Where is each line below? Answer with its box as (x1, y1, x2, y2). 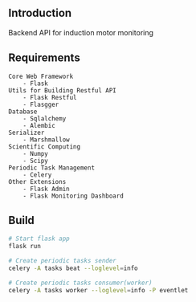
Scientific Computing (8, 142, 81, 151)
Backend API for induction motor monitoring (8, 27, 154, 37)
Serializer (8, 129, 45, 137)
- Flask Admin (22, 185, 70, 193)
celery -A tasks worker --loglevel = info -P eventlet (8, 286, 189, 294)
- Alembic (22, 121, 56, 129)
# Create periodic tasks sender (8, 257, 116, 265)
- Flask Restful (22, 93, 78, 101)
